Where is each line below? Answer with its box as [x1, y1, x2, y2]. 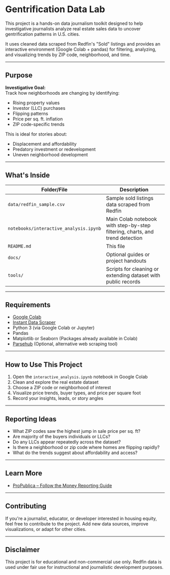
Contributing [5, 502, 47, 511]
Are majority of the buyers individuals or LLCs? [12, 434, 110, 439]
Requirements [5, 300, 51, 309]
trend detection [106, 234, 143, 241]
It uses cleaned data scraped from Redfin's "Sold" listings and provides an [5, 40, 160, 47]
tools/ [8, 272, 24, 278]
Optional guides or [106, 251, 150, 258]
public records [106, 278, 141, 285]
